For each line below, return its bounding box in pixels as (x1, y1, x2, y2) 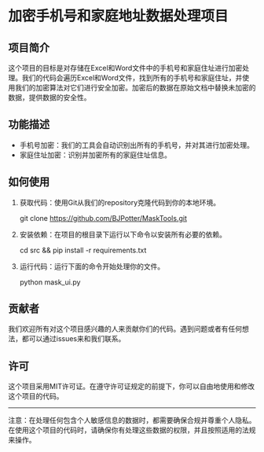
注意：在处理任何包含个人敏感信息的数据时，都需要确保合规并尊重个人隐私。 (8, 416, 256, 425)
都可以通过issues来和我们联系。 (21, 334, 126, 344)
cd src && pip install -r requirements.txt (19, 245, 147, 255)
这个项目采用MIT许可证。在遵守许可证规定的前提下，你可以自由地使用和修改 (8, 382, 255, 391)
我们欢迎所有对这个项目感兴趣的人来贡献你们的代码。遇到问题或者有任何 (8, 324, 242, 334)
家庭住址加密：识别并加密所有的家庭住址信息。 (19, 150, 171, 160)
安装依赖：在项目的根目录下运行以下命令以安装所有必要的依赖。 (19, 230, 226, 239)
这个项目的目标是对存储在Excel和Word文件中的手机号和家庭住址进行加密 (8, 64, 243, 72)
